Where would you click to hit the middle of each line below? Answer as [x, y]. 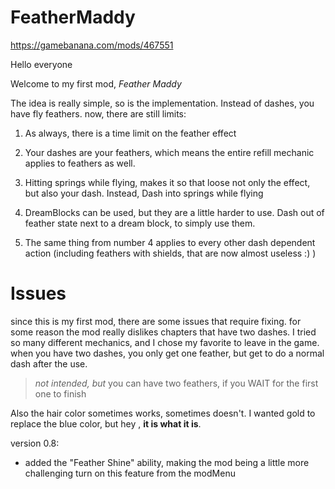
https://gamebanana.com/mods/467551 [92, 45]
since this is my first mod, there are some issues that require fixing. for [156, 321]
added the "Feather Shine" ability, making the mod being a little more [167, 462]
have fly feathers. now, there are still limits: [98, 113]
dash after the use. [49, 363]
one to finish [60, 393]
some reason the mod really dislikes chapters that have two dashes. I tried [163, 332]
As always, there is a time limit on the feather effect [130, 133]
